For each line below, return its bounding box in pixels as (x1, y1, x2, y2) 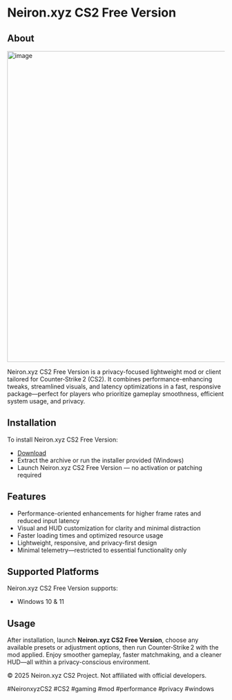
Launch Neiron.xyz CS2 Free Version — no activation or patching (17, 463, 202, 471)
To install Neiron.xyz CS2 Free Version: (7, 435, 119, 444)
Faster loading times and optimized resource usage (17, 531, 164, 540)
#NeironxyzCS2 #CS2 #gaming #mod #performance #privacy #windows (7, 685, 215, 693)
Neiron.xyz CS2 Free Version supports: (7, 584, 119, 592)
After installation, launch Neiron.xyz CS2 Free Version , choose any (7, 636, 199, 644)
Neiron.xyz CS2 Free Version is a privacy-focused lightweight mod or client (7, 368, 222, 376)
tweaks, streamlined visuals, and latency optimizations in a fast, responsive (7, 382, 221, 390)
